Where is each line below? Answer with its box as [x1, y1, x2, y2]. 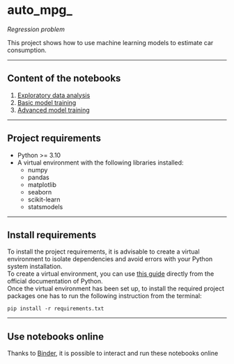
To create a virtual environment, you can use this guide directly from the [7, 270, 214, 278]
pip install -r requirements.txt [7, 305, 104, 313]
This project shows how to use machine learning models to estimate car [7, 38, 214, 47]
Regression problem [7, 25, 65, 33]
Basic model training [17, 98, 77, 106]
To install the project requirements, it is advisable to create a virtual [7, 247, 200, 256]
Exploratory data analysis [17, 91, 91, 99]
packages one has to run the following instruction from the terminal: [7, 292, 202, 300]
